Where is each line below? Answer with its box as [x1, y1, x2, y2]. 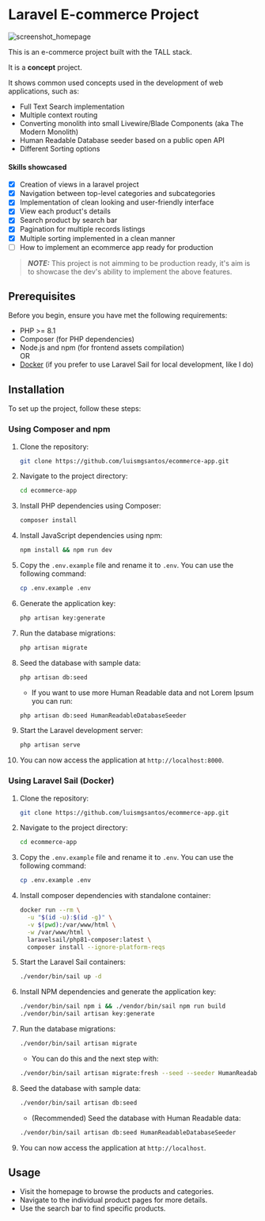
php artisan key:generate [19, 613, 105, 622]
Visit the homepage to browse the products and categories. [19, 1187, 214, 1196]
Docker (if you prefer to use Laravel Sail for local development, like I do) [19, 359, 254, 370]
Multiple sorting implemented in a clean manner [19, 233, 176, 243]
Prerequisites [8, 290, 76, 303]
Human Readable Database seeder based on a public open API [19, 135, 225, 144]
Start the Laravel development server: [19, 726, 143, 735]
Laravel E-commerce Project [8, 6, 199, 24]
